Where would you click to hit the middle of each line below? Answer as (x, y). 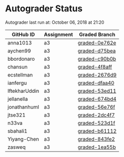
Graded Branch (97, 34)
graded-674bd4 (97, 99)
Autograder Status (44, 9)
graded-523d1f (97, 123)
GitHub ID (23, 34)
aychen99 (19, 51)
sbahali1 (17, 131)
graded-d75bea (97, 51)
